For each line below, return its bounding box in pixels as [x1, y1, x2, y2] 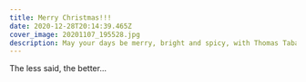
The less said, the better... [9, 63, 107, 74]
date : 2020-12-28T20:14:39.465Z [9, 22, 132, 31]
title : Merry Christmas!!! [9, 13, 112, 23]
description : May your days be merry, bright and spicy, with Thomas [9, 38, 280, 48]
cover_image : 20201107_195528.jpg [9, 30, 141, 39]
